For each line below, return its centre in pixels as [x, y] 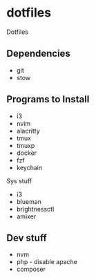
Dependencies [38, 54]
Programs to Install [48, 99]
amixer [26, 216]
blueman [29, 201]
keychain [29, 167]
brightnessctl [35, 209]
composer [31, 269]
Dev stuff [27, 237]
